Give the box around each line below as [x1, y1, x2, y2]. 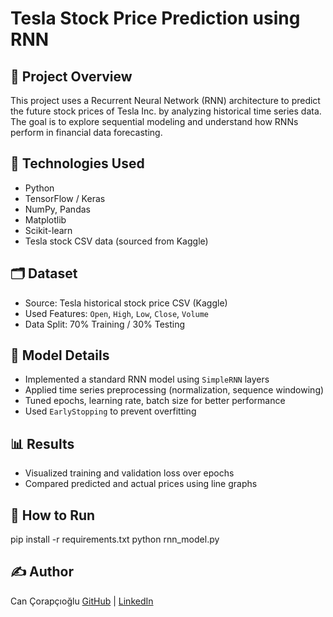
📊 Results [10, 435, 75, 452]
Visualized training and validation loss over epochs [24, 467, 235, 479]
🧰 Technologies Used [10, 155, 145, 172]
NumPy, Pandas [24, 203, 91, 215]
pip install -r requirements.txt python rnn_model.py [10, 533, 220, 546]
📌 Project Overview [10, 68, 133, 85]
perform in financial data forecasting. [10, 127, 163, 138]
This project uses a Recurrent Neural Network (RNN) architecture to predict [10, 95, 321, 106]
